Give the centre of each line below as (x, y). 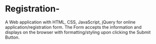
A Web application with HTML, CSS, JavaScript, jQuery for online (70, 22)
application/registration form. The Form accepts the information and (73, 27)
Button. (12, 37)
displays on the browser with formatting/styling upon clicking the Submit (78, 32)
